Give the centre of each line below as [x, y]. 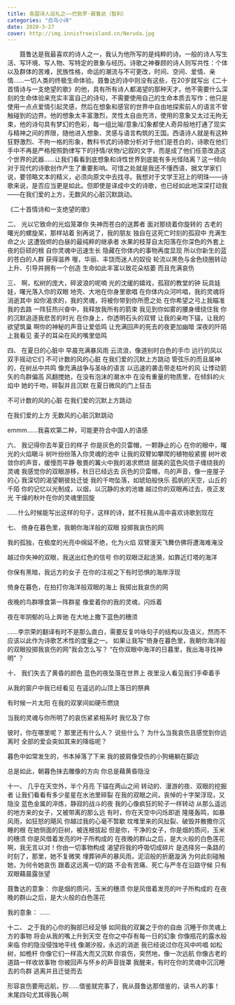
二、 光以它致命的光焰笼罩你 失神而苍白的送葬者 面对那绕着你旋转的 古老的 [115, 224]
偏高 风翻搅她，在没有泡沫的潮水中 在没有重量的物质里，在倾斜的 [125, 377]
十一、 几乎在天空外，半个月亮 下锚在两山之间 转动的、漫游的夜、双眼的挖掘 [117, 786]
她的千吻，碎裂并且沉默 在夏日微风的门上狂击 [86, 386]
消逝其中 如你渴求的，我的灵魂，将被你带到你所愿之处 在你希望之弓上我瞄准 [116, 301]
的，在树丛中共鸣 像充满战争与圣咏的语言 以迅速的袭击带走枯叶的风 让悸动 [114, 368]
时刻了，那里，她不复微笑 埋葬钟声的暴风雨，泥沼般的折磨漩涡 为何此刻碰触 [116, 856]
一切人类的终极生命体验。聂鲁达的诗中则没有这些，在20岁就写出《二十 [126, 81]
